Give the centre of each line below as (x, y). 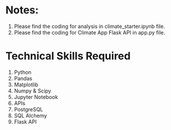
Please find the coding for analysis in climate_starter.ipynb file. (89, 26)
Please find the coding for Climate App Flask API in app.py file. (89, 32)
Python (23, 72)
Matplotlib (26, 85)
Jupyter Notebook (36, 97)
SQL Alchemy (30, 115)
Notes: (22, 10)
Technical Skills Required (68, 56)
